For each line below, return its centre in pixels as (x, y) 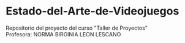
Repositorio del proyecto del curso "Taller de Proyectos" (77, 28)
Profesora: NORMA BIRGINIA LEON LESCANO (63, 34)
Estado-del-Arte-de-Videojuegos (92, 11)
